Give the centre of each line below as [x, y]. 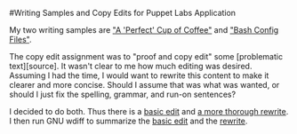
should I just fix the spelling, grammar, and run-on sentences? [123, 94]
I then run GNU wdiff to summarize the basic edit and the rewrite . [128, 121]
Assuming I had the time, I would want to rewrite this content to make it [139, 75]
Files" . [21, 39]
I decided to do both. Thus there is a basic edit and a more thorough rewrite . [149, 111]
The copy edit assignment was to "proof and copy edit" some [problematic [146, 56]
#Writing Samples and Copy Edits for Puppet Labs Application [123, 13]
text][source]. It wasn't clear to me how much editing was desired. [131, 66]
